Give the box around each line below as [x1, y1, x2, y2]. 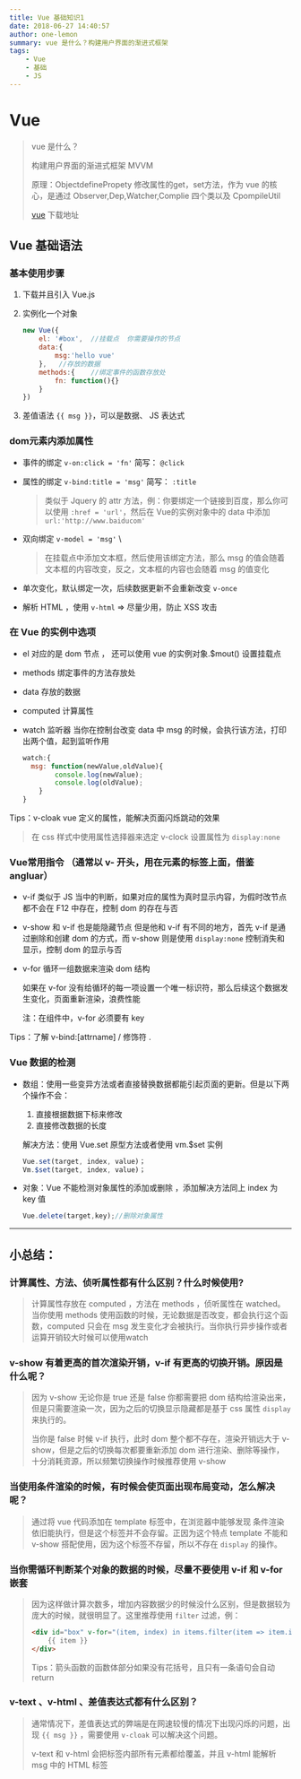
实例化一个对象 [21, 308, 78, 319]
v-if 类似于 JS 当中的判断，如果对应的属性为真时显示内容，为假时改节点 [21, 891, 287, 902]
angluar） [9, 870, 54, 882]
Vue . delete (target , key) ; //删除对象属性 [21, 1211, 164, 1220]
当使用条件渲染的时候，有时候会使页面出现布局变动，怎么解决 [9, 1480, 276, 1493]
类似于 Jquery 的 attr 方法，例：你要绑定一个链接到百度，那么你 [44, 495, 280, 506]
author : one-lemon [9, 30, 78, 39]
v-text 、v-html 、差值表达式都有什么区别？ [9, 1696, 199, 1708]
